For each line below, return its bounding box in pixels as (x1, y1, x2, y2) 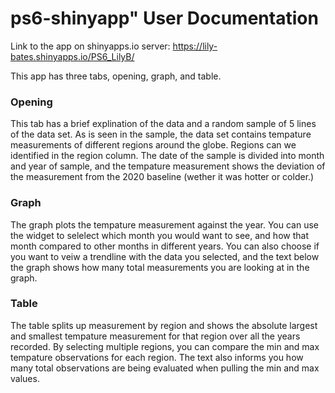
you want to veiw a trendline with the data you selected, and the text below (10, 250, 320, 262)
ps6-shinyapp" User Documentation (10, 7, 319, 30)
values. (10, 372, 40, 384)
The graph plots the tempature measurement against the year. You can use (10, 218, 319, 231)
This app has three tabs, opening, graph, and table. (10, 70, 222, 82)
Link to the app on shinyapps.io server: (10, 40, 171, 52)
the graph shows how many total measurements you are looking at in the (10, 261, 310, 273)
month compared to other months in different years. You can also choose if (10, 240, 320, 252)
